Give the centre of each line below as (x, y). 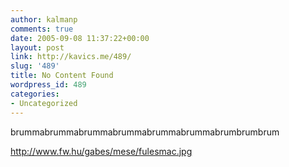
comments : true (42, 29)
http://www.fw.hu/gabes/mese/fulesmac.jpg (101, 151)
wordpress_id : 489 (48, 85)
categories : (35, 94)
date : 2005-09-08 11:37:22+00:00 (80, 38)
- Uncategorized (44, 103)
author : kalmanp (44, 19)
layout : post (37, 47)
